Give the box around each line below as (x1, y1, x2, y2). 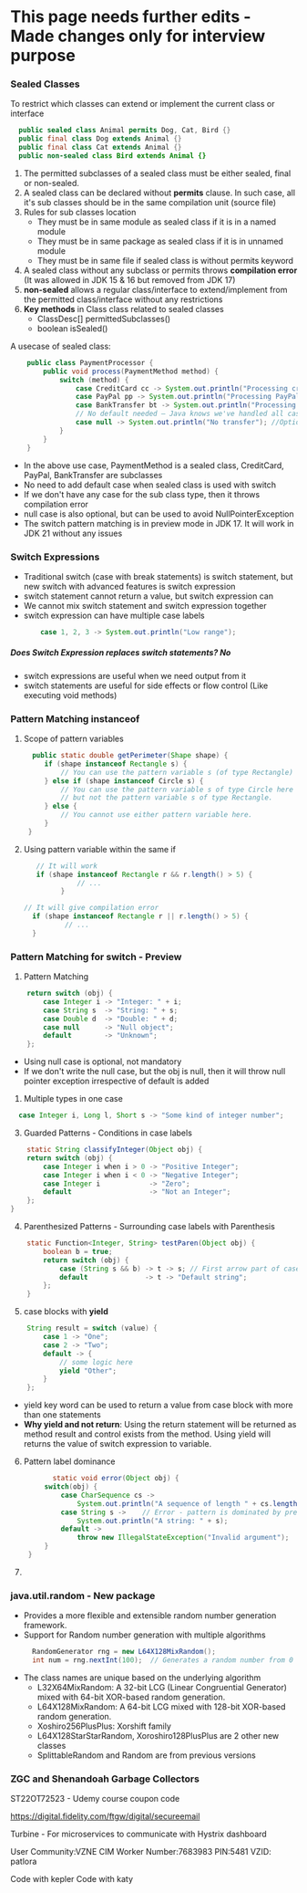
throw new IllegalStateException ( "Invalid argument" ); (77, 1533, 290, 1543)
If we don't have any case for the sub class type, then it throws (23, 488, 261, 499)
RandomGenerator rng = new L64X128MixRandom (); (32, 1647, 217, 1657)
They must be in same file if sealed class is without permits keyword (36, 255, 294, 266)
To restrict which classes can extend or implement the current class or (10, 99, 275, 110)
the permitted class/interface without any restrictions (23, 294, 223, 305)
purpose (10, 46, 76, 66)
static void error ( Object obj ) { (52, 1474, 179, 1483)
